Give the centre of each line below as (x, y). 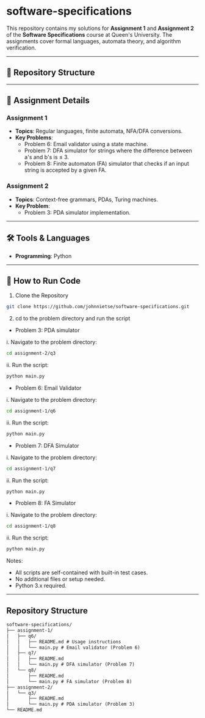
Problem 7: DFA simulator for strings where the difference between (108, 150)
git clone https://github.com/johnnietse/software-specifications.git (98, 307)
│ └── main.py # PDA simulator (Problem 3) (71, 705)
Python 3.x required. (41, 586)
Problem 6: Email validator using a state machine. (86, 144)
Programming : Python (43, 256)
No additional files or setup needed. (60, 579)
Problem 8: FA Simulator (45, 503)
